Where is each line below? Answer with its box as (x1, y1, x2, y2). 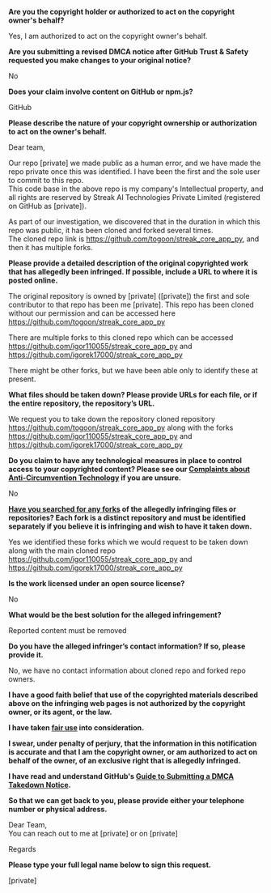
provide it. (8, 650, 44, 659)
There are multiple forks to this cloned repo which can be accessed (8, 333, 234, 342)
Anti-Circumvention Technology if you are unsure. (8, 473, 182, 483)
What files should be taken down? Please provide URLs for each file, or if (8, 390, 257, 399)
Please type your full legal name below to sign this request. (8, 860, 212, 870)
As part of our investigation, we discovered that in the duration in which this (8, 217, 260, 226)
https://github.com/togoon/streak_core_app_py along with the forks (8, 423, 234, 432)
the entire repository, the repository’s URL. (8, 398, 155, 408)
